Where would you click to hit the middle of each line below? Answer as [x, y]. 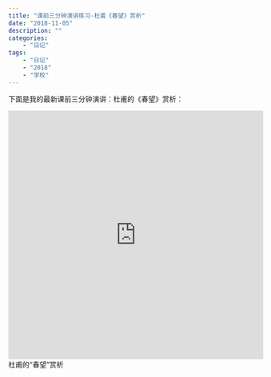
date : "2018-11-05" [41, 23]
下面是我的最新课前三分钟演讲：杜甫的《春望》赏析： [96, 99]
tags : [17, 53]
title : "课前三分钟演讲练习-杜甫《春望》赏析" [77, 16]
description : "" [35, 30]
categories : [28, 38]
